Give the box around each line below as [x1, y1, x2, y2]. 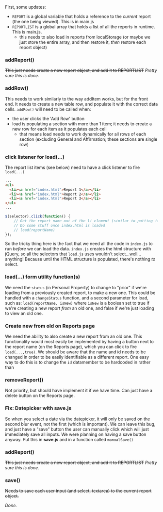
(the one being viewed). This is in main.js [12, 19, 94, 24]
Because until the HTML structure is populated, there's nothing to [25, 256, 156, 262]
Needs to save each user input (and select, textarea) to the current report [5, 488, 152, 494]
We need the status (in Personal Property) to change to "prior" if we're [5, 284, 147, 290]
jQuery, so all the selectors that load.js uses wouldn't [5, 251, 113, 257]
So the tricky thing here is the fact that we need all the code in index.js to [5, 241, 153, 247]
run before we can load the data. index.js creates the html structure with [5, 246, 151, 252]
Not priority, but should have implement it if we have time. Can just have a [5, 388, 153, 394]
